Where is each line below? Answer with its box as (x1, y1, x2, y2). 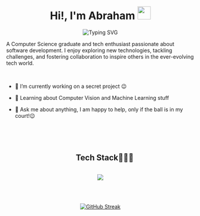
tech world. (6, 59, 34, 66)
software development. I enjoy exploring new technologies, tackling (6, 47, 173, 54)
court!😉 (14, 112, 36, 119)
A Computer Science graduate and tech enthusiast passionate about (6, 40, 175, 47)
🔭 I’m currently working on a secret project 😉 (14, 83, 127, 90)
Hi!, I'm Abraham (50, 9, 136, 23)
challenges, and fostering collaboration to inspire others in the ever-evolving (6, 53, 194, 60)
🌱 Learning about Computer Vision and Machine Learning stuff (14, 94, 169, 101)
